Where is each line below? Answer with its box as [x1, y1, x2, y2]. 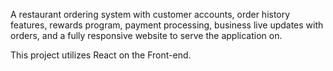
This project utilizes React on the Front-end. [10, 49, 192, 61]
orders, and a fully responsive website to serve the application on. [10, 30, 283, 41]
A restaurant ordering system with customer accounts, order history [10, 9, 291, 20]
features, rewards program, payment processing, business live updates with [10, 19, 324, 31]
